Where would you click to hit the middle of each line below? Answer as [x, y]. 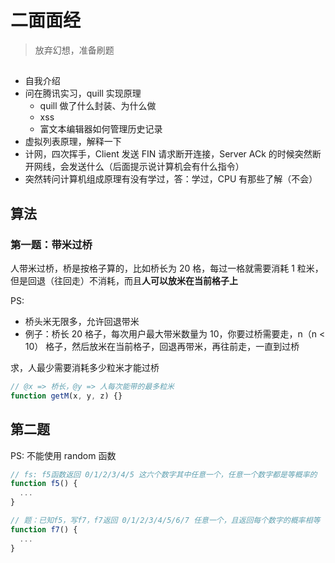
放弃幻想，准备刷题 [74, 50]
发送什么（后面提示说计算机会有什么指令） [156, 167]
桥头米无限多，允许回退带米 [82, 322]
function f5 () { [44, 484]
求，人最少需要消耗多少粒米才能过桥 [85, 368]
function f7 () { [44, 529]
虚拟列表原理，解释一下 [73, 142]
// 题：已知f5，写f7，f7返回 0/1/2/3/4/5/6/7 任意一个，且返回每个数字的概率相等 [165, 521]
